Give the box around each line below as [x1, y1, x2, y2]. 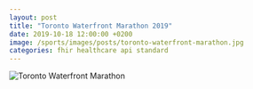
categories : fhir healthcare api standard [9, 46, 169, 55]
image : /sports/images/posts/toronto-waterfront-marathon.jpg [9, 37, 244, 47]
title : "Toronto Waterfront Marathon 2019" [9, 21, 173, 30]
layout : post [9, 12, 58, 22]
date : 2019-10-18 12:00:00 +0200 [9, 29, 133, 38]
